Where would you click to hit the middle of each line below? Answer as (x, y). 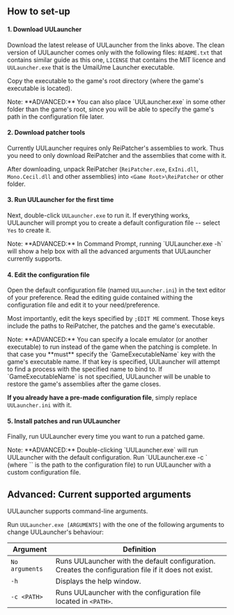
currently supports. (35, 259)
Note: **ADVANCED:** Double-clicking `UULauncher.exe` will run (103, 450)
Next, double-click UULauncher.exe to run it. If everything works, (99, 215)
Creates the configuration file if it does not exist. (134, 570)
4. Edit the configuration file (49, 275)
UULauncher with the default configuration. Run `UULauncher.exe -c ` (107, 458)
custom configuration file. (44, 472)
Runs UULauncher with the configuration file (128, 593)
